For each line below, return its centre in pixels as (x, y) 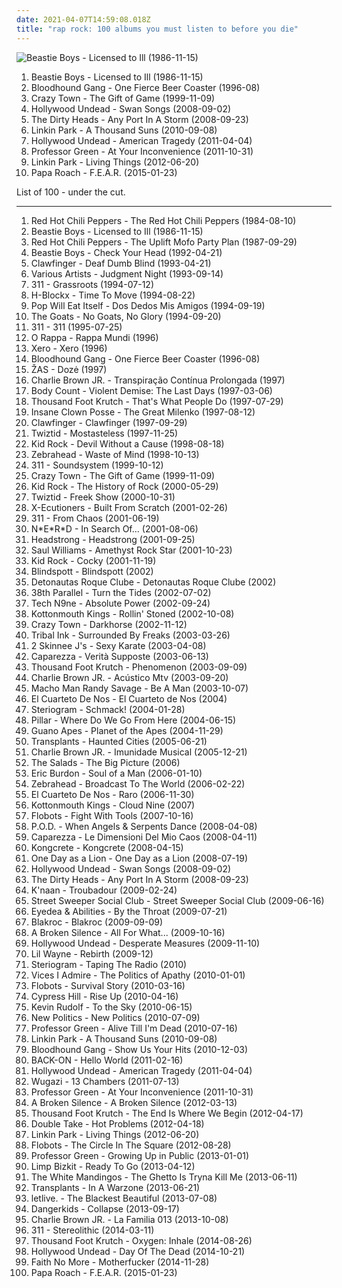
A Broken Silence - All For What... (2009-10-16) (128, 932)
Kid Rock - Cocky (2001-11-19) (93, 560)
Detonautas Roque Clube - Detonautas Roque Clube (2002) (153, 582)
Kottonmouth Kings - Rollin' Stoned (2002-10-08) (132, 613)
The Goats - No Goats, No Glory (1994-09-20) (126, 316)
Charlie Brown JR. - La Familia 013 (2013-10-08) (129, 1219)
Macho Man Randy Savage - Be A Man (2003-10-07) (139, 688)
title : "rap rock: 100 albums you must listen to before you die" (157, 29)
